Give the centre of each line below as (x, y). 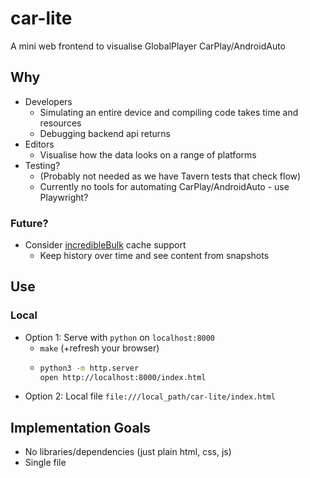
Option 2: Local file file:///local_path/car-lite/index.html (150, 396)
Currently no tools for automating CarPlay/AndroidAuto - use (164, 186)
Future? (29, 223)
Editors (39, 144)
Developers (48, 101)
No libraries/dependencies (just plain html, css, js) (128, 452)
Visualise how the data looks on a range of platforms (148, 154)
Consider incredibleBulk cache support (105, 245)
